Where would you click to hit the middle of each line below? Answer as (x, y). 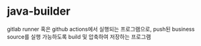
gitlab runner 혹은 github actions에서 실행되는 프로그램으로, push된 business (101, 29)
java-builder (39, 11)
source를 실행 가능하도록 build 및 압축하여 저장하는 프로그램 (79, 36)
